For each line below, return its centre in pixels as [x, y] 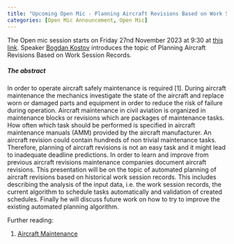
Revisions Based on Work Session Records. [70, 55]
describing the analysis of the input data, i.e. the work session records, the [114, 185]
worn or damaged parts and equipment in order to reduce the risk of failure [115, 103]
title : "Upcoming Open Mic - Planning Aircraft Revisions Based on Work [115, 14]
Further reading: [30, 220]
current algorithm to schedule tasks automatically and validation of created [115, 192]
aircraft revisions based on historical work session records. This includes [112, 177]
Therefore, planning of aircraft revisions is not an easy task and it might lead [117, 148]
